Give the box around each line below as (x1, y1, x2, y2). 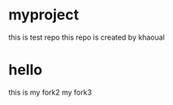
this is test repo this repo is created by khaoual (8, 32, 165, 42)
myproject (8, 6, 80, 24)
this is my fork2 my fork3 (8, 87, 92, 97)
